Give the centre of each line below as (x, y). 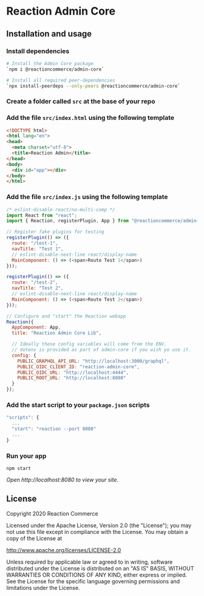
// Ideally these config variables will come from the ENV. (89, 344)
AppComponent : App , (36, 328)
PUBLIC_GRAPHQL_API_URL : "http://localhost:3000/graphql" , (93, 361)
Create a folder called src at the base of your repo (81, 102)
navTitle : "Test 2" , (38, 288)
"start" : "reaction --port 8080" (54, 429)
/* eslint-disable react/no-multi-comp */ (61, 209)
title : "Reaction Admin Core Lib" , (57, 333)
